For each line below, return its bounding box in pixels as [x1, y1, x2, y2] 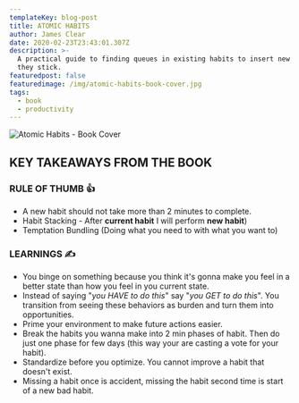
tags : [9, 88, 30, 97]
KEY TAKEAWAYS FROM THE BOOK [9, 155, 213, 170]
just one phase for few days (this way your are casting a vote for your [21, 338, 279, 348]
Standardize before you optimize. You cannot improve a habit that [21, 357, 265, 367]
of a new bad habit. [21, 385, 94, 396]
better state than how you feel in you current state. [21, 281, 209, 291]
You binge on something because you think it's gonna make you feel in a [21, 272, 290, 282]
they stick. [17, 63, 63, 72]
